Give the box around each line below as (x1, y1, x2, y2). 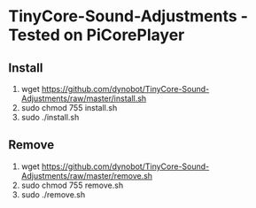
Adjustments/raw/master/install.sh (20, 93, 147, 104)
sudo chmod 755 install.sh (20, 103, 118, 112)
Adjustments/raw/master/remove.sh (20, 170, 152, 181)
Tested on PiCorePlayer (8, 25, 185, 45)
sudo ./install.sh (20, 112, 80, 122)
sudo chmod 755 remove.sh (20, 180, 124, 190)
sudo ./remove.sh (20, 189, 86, 200)
